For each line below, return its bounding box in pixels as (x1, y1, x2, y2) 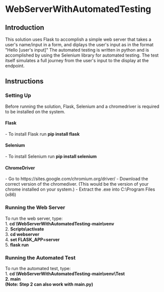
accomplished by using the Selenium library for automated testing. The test (5, 52, 159, 58)
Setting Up (5, 92, 31, 99)
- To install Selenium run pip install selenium (5, 153, 97, 159)
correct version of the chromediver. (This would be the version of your (5, 181, 149, 187)
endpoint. (5, 63, 25, 69)
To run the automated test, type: (5, 265, 71, 271)
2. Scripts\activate (5, 226, 44, 232)
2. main (5, 276, 21, 282)
